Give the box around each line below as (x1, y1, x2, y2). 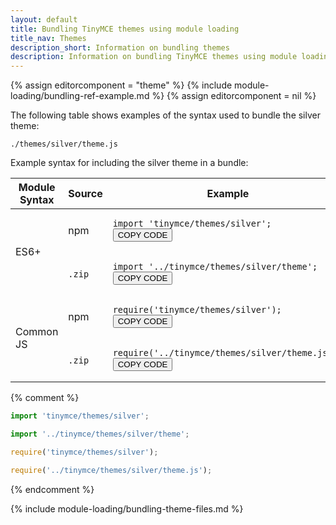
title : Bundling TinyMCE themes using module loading (10, 24, 240, 34)
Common (15, 325, 59, 339)
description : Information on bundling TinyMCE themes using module (10, 52, 298, 62)
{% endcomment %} (10, 483, 95, 495)
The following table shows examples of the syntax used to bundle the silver (10, 109, 321, 121)
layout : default (10, 14, 78, 25)
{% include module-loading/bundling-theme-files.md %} (10, 502, 244, 515)
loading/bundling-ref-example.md (10, 90, 150, 102)
